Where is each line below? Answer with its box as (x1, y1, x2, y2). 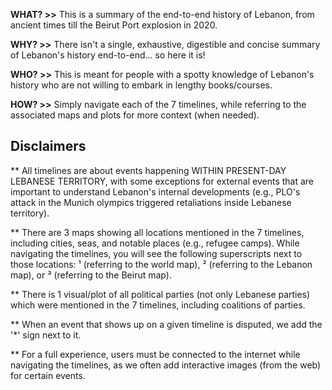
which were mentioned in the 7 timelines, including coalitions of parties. (10, 299, 306, 311)
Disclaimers (10, 138, 87, 155)
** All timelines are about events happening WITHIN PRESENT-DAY (10, 164, 287, 176)
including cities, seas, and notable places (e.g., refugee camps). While (10, 237, 300, 249)
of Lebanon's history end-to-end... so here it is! (10, 49, 206, 61)
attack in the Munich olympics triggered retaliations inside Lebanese (10, 196, 292, 208)
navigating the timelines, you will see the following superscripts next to (10, 247, 303, 259)
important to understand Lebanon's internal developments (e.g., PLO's (10, 185, 301, 198)
